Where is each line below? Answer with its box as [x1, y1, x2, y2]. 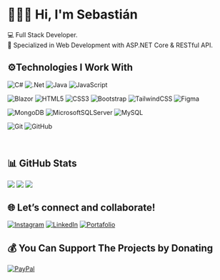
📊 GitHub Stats [7, 157, 77, 170]
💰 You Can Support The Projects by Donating [7, 242, 214, 254]
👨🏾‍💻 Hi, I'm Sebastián [7, 6, 138, 23]
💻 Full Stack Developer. [7, 30, 78, 39]
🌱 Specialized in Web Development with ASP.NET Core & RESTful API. [7, 41, 213, 49]
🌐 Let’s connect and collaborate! [7, 201, 156, 214]
